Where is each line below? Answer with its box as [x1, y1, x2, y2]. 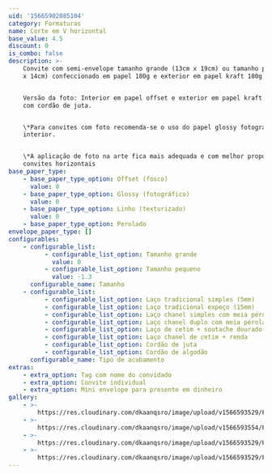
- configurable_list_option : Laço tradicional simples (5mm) [44, 295, 255, 304]
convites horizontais [23, 160, 96, 169]
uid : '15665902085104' [8, 11, 85, 20]
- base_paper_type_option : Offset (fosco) [23, 175, 168, 183]
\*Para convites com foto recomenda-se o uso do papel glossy [23, 123, 237, 131]
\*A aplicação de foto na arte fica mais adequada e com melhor [23, 152, 244, 160]
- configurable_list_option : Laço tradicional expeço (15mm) [44, 303, 255, 311]
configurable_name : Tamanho [29, 280, 125, 288]
